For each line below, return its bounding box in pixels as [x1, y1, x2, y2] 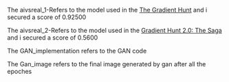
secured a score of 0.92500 [7, 13, 87, 21]
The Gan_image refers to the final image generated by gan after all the [7, 60, 206, 68]
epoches [7, 68, 32, 75]
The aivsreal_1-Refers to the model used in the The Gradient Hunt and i [7, 6, 208, 14]
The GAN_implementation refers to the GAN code [7, 47, 147, 55]
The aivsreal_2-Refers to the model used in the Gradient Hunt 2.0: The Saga [7, 27, 222, 34]
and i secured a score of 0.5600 [7, 33, 98, 42]
